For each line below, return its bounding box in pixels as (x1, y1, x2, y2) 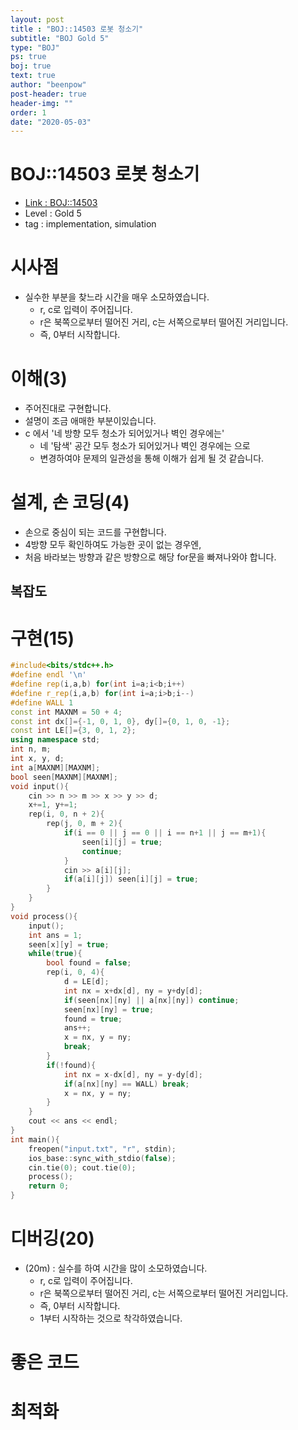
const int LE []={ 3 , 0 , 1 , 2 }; (10, 726, 137, 736)
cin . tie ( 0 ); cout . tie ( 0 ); (28, 1162, 137, 1173)
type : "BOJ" (10, 42, 60, 53)
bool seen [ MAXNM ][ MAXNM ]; (10, 772, 118, 782)
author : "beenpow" (10, 80, 87, 90)
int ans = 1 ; (28, 930, 83, 940)
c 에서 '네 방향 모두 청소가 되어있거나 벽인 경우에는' (24, 427, 225, 440)
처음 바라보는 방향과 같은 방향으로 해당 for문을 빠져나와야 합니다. (24, 551, 277, 563)
